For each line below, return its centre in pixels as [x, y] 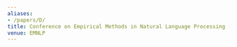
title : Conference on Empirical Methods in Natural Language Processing [116, 26]
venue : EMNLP [26, 33]
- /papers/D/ [26, 20]
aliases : [20, 13]
